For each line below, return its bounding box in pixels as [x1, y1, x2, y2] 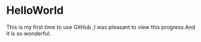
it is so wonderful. [6, 29, 52, 37]
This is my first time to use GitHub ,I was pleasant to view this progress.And [6, 23, 196, 31]
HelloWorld [6, 4, 64, 17]
